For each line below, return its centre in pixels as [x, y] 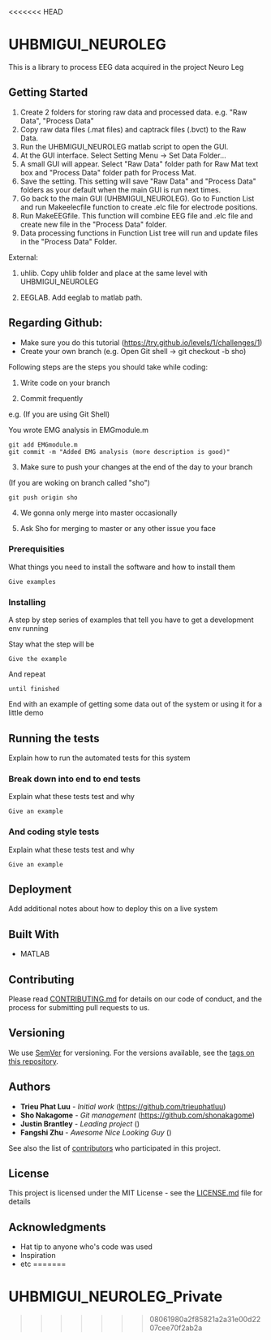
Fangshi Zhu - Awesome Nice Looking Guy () [96, 1132]
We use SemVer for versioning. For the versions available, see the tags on [131, 1053]
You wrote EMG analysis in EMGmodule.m [78, 430]
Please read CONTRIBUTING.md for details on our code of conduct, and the [135, 999]
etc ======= [43, 1264]
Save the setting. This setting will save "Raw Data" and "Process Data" [138, 181]
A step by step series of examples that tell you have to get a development [131, 620]
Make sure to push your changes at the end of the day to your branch [136, 467]
